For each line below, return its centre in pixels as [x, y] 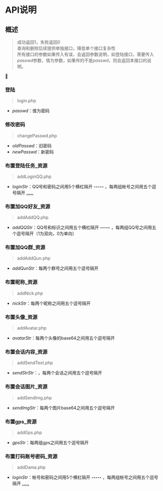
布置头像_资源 [21, 317]
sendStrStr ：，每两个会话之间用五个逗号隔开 [57, 373]
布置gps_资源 [21, 421]
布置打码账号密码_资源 [31, 456]
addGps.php [30, 432]
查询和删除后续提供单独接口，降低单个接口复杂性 [66, 48]
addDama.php [31, 467]
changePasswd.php [37, 136]
